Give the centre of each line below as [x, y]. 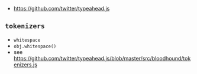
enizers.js [25, 65]
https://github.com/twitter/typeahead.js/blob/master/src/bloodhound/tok [102, 58]
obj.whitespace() [35, 46]
